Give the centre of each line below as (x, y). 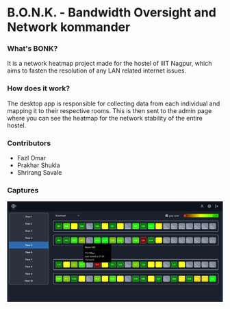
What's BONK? (33, 49)
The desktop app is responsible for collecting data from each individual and (114, 103)
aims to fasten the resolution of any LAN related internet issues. (97, 71)
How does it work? (39, 88)
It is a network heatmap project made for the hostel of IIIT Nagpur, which (110, 64)
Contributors (29, 143)
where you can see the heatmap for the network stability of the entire (105, 118)
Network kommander (69, 27)
